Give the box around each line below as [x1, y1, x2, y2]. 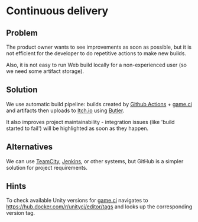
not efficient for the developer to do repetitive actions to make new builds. [6, 50, 186, 57]
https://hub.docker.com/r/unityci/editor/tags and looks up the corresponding [6, 203, 193, 210]
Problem [6, 28, 38, 38]
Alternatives [6, 142, 53, 152]
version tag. [6, 210, 35, 217]
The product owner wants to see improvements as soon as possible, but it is [6, 43, 192, 50]
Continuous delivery [6, 4, 109, 18]
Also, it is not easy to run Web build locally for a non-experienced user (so [6, 61, 187, 68]
